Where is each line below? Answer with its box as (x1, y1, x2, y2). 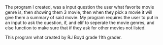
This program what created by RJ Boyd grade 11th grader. (5, 34, 122, 40)
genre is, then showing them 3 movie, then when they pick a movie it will (5, 9, 153, 15)
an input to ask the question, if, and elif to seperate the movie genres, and (5, 20, 155, 25)
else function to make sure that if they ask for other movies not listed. (5, 25, 146, 31)
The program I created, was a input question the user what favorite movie (5, 4, 154, 10)
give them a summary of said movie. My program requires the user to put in (5, 15, 159, 20)
